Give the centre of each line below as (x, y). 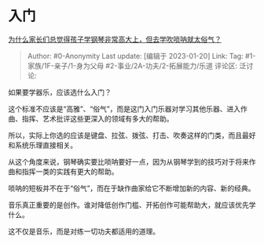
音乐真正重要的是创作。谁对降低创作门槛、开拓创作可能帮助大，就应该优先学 (132, 205)
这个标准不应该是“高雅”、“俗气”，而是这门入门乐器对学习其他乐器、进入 (125, 109)
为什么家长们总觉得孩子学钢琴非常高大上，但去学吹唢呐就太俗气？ (115, 39)
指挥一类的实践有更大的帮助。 (70, 171)
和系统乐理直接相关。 (42, 145)
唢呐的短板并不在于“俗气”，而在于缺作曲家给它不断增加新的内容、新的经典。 (132, 188)
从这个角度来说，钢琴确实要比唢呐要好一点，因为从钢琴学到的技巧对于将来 (128, 161)
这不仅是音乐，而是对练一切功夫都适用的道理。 (84, 231)
